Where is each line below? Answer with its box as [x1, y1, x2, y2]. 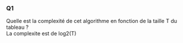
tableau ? [6, 24, 29, 31]
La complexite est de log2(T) [6, 30, 77, 37]
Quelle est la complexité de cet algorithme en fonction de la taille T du [6, 18, 177, 25]
